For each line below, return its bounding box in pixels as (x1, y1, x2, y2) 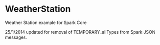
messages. (5, 34, 27, 40)
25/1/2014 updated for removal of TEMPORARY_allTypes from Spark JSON (5, 29, 156, 35)
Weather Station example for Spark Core (5, 20, 87, 25)
